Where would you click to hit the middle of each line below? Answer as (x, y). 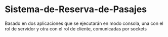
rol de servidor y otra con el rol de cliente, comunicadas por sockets (76, 28)
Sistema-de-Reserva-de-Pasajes (76, 9)
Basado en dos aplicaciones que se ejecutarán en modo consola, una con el (84, 23)
